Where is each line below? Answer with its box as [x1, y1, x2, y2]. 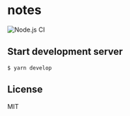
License [7, 84, 43, 96]
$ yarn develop [7, 64, 52, 72]
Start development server [7, 46, 124, 58]
